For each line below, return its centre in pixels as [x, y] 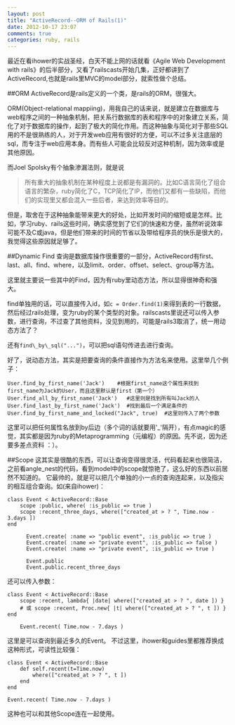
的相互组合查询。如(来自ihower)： [56, 486]
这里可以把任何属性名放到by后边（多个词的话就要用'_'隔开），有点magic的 [114, 427]
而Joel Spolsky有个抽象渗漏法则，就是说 [66, 168]
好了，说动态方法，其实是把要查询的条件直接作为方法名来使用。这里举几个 [115, 360]
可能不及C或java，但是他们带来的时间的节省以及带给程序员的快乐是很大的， [117, 232]
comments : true [29, 33]
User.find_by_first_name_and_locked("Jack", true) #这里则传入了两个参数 [114, 414]
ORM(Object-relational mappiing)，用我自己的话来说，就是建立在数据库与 [113, 108]
